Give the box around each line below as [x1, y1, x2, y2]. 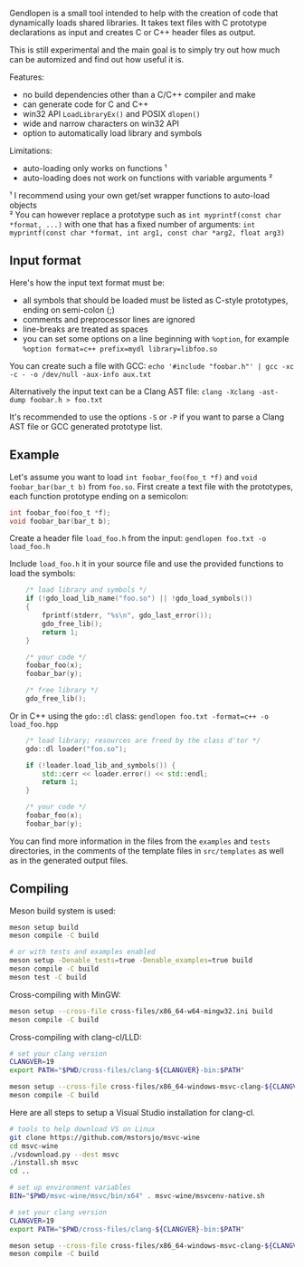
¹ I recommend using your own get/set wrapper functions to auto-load [9, 190, 270, 200]
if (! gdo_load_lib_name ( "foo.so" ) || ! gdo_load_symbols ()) [25, 594, 253, 604]
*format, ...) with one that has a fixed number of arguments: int [9, 219, 256, 229]
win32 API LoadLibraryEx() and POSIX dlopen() [22, 109, 201, 119]
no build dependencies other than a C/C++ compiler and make [22, 90, 256, 100]
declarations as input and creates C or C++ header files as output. [9, 27, 256, 37]
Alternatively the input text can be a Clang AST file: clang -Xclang [9, 385, 255, 397]
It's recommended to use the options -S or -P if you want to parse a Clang [9, 411, 285, 422]
